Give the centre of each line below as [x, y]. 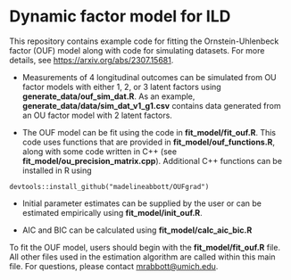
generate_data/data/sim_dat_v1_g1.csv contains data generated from [151, 105]
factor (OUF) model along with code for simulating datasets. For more [137, 50]
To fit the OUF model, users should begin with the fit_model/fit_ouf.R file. [145, 247]
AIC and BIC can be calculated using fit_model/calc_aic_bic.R [137, 230]
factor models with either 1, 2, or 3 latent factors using [121, 86]
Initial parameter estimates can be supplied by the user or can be [141, 203]
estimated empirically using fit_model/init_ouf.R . [112, 212]
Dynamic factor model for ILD [120, 16]
